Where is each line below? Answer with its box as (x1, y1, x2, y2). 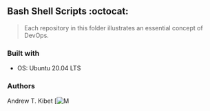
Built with (7, 48, 40, 58)
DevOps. (23, 31, 50, 39)
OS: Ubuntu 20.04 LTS (17, 64, 81, 72)
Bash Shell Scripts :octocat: (7, 6, 129, 17)
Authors (7, 81, 36, 91)
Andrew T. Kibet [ (7, 97, 57, 105)
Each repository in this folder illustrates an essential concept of (23, 23, 203, 32)
